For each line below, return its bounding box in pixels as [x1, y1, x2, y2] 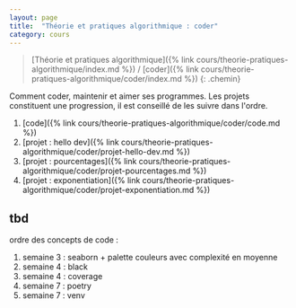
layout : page [9, 13, 58, 22]
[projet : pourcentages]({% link [22, 156, 137, 167]
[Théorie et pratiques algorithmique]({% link [30, 55, 195, 66]
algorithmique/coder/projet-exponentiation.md [22, 185, 195, 196]
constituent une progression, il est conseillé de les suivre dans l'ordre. [9, 101, 268, 111]
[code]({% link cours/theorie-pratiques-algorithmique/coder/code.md [22, 118, 281, 128]
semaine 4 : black [22, 261, 88, 272]
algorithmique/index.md [30, 64, 119, 75]
